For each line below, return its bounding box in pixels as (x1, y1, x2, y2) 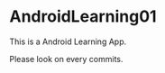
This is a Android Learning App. (9, 36, 127, 47)
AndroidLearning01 (9, 6, 157, 27)
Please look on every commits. (9, 53, 124, 64)
